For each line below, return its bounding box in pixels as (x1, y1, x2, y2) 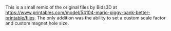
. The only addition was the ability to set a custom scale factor (34, 15, 166, 20)
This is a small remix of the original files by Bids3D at (5, 4, 117, 10)
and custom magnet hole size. (5, 20, 69, 26)
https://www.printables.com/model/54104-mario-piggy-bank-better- (5, 9, 150, 15)
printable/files (5, 15, 35, 20)
